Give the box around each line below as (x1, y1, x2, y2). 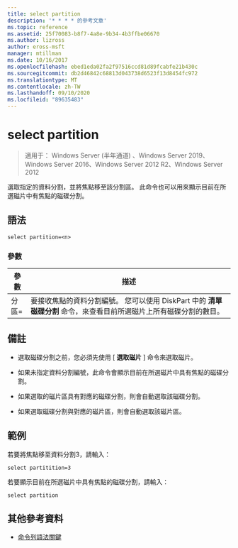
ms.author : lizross (7, 37, 65, 44)
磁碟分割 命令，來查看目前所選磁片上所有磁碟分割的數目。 (30, 307, 225, 317)
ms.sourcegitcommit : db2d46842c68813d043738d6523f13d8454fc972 (7, 70, 198, 77)
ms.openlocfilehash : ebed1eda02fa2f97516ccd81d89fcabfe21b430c (7, 63, 198, 70)
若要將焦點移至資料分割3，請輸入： (7, 450, 111, 459)
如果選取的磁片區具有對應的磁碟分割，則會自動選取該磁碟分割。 (17, 392, 204, 400)
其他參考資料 (7, 513, 64, 525)
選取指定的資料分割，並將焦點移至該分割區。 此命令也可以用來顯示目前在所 (7, 182, 227, 191)
